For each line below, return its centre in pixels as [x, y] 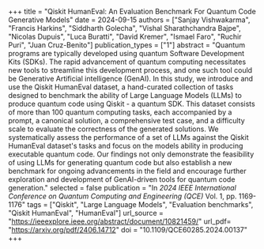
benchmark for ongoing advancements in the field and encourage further [127, 171]
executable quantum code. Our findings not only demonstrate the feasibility [131, 154]
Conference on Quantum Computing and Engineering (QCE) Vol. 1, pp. [123, 196]
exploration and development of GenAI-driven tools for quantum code [122, 179]
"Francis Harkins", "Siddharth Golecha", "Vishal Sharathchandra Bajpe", [124, 28]
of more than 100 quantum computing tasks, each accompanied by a [120, 112]
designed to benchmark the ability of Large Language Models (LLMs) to [125, 95]
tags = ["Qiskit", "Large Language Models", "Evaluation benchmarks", [140, 204]
